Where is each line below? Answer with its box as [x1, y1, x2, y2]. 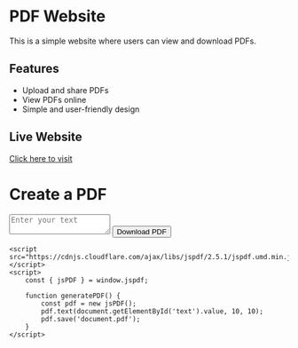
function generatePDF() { [25, 291, 122, 300]
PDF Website [9, 6, 106, 27]
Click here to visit [9, 153, 73, 163]
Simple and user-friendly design [21, 104, 140, 115]
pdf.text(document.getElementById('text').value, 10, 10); [41, 306, 264, 316]
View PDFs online [21, 94, 87, 105]
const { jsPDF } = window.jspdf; [25, 275, 149, 285]
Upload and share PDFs [21, 84, 109, 95]
